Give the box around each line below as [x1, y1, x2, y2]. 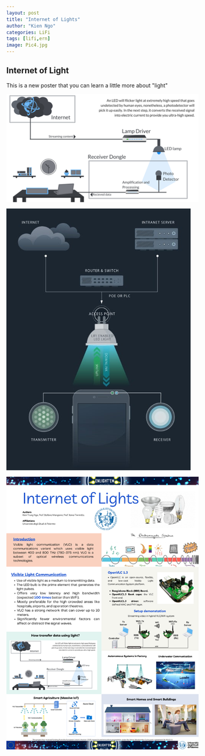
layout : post [6, 10, 40, 16]
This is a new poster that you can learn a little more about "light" [6, 81, 168, 89]
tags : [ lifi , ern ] [6, 35, 51, 42]
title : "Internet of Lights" [6, 16, 81, 23]
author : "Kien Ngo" [6, 23, 56, 29]
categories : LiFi [6, 29, 51, 35]
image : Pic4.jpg [6, 42, 48, 48]
